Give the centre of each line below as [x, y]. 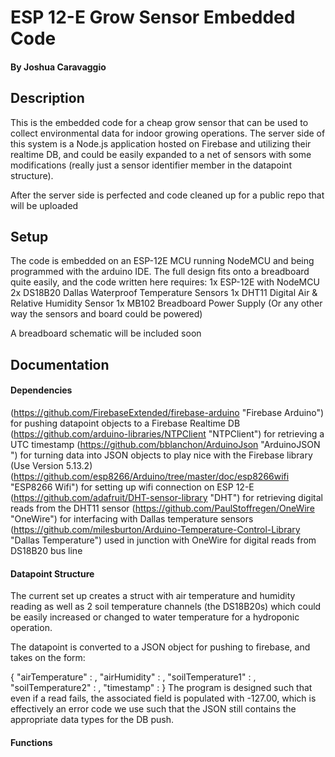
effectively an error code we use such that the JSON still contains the [153, 709]
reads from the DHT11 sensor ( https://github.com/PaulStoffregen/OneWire [162, 508]
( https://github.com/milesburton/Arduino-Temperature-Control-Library [155, 529]
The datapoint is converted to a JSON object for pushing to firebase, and [160, 647]
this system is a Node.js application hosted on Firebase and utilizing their [161, 143]
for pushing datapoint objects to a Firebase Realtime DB [125, 423]
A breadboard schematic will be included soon [106, 333]
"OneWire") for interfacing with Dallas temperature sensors [132, 519]
